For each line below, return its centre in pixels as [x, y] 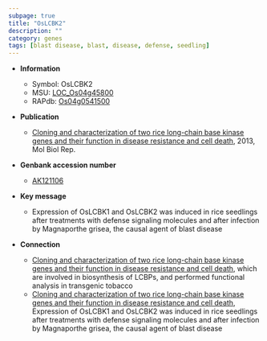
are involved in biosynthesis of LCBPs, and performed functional [138, 277]
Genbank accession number [68, 165]
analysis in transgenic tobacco [83, 286]
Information [40, 68]
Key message [43, 196]
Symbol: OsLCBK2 [62, 84]
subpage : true [32, 16]
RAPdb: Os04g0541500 [71, 101]
